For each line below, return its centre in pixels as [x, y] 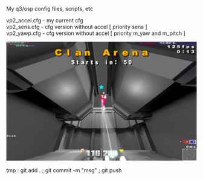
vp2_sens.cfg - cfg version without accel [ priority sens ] [77, 27]
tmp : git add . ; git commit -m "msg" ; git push [64, 170]
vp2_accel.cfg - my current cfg [45, 20]
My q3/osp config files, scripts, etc [50, 9]
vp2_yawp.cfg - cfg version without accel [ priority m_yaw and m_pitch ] [96, 33]
